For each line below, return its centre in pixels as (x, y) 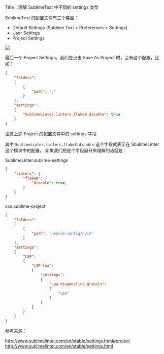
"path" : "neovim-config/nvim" (62, 234)
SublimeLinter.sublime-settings (36, 160)
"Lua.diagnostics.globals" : (78, 284)
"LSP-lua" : (43, 266)
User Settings (26, 33)
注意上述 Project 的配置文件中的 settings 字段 (51, 134)
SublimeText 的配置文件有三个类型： (42, 18)
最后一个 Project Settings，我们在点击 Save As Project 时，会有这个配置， (80, 58)
